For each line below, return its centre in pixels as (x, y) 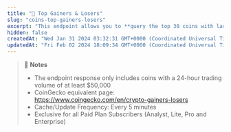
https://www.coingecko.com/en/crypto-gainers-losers (111, 100)
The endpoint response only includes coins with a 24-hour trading (128, 78)
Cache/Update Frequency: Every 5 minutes (95, 107)
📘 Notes (36, 65)
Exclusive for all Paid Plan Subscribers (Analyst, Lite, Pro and (120, 114)
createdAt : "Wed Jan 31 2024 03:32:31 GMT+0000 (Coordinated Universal (112, 39)
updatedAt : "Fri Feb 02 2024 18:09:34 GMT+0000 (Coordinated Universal (112, 45)
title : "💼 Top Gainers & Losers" (55, 13)
